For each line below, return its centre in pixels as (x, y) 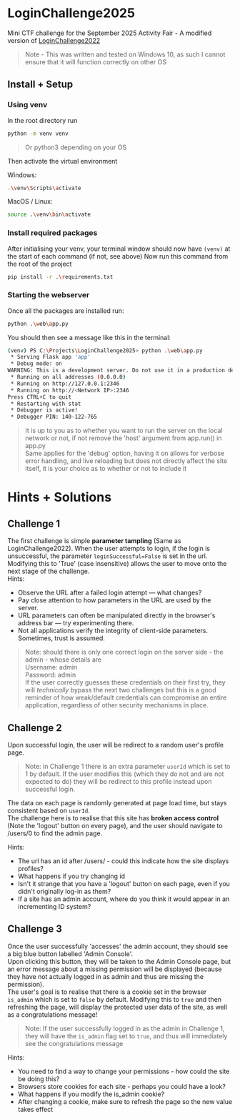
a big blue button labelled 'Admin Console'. (70, 954)
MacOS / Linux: (30, 202)
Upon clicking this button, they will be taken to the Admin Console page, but (119, 961)
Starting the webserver (49, 295)
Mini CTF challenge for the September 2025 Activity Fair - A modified (110, 33)
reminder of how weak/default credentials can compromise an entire (126, 697)
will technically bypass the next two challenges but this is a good (120, 690)
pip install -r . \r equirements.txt (60, 277)
